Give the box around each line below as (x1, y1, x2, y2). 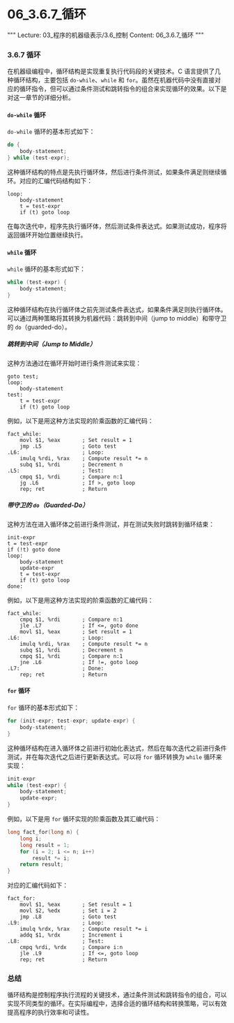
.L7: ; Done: (7, 665, 104, 672)
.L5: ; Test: (7, 467, 104, 474)
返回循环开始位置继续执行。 (7, 231, 87, 240)
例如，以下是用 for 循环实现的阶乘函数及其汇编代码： (7, 815, 161, 823)
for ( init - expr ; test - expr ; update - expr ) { (7, 717, 136, 725)
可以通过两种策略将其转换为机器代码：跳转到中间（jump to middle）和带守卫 (7, 314, 227, 322)
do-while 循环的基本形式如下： (7, 127, 95, 136)
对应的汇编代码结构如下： (19, 177, 93, 185)
